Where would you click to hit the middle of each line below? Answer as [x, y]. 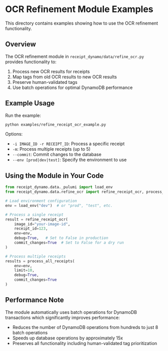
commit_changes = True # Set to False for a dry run [69, 243]
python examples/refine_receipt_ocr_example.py [56, 125]
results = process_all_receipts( [40, 261]
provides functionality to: [31, 62]
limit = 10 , [24, 270]
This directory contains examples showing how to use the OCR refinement [82, 23]
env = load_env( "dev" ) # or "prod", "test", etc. [59, 205]
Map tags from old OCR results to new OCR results [64, 77]
